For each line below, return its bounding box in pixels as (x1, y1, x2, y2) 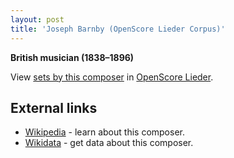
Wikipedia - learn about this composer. (24, 126, 185, 138)
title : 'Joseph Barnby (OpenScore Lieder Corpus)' (10, 24, 226, 34)
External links (10, 99, 98, 116)
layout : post (10, 14, 65, 25)
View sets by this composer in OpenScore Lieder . (10, 71, 214, 83)
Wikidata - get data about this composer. (24, 137, 194, 149)
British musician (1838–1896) (10, 51, 135, 63)
